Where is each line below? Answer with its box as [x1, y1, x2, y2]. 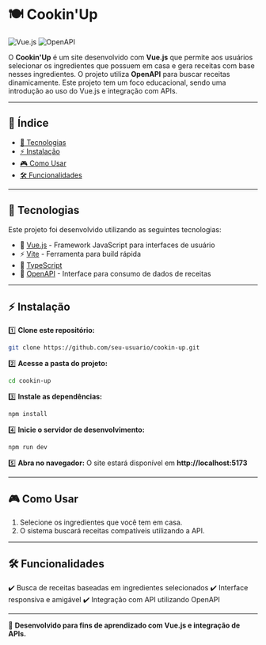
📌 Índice [8, 116, 49, 130]
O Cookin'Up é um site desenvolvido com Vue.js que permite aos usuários [8, 52, 253, 62]
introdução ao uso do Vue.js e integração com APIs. [8, 86, 178, 95]
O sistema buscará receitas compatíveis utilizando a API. [19, 525, 205, 535]
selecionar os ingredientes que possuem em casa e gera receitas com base [8, 60, 255, 71]
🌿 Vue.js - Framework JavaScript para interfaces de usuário [19, 240, 215, 250]
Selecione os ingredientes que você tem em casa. [19, 517, 183, 527]
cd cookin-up [8, 377, 51, 385]
